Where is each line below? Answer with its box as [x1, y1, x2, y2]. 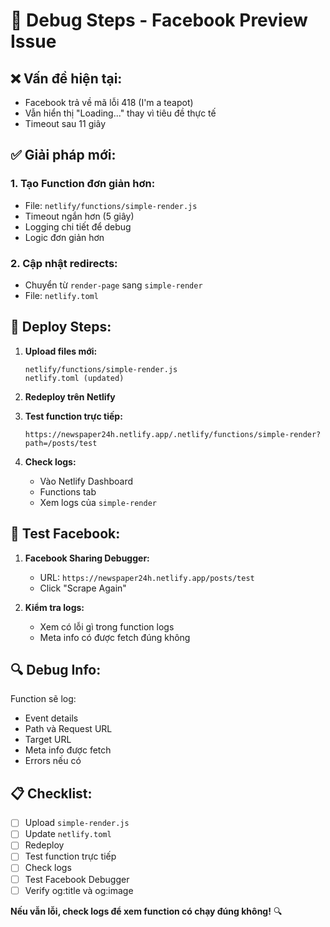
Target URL [24, 734, 72, 746]
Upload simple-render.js [24, 817, 130, 829]
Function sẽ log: [10, 693, 77, 705]
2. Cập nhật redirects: [10, 256, 118, 270]
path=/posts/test [24, 438, 98, 448]
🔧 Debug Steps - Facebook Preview [10, 9, 308, 32]
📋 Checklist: [10, 785, 93, 802]
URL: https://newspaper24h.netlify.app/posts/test [39, 571, 255, 583]
